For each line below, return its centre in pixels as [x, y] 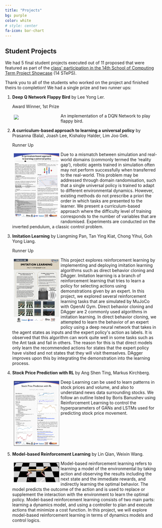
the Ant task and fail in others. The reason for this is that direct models [82, 342]
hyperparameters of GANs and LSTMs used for [107, 408]
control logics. [26, 520]
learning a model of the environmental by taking [108, 468]
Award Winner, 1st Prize [36, 106]
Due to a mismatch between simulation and [103, 154]
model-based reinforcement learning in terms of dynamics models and [82, 515]
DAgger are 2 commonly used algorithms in [104, 311]
